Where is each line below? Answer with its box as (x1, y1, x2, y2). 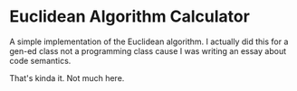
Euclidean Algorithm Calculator (9, 6, 251, 27)
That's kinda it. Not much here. (9, 72, 125, 83)
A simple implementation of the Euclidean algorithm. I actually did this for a (9, 36, 289, 47)
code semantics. (9, 55, 72, 66)
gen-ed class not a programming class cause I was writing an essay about (9, 45, 287, 56)
